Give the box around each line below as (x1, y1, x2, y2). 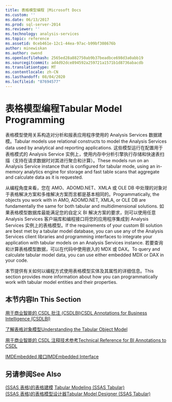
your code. (5, 257, 28, 263)
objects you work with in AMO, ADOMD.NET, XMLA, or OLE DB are (5, 197, 146, 203)
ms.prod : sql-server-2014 (5, 22, 61, 27)
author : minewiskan (5, 46, 47, 51)
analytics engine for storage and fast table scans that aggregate (24, 168, 160, 175)
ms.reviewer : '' (5, 27, 40, 32)
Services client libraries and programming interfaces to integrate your (5, 233, 152, 239)
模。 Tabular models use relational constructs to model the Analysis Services (5, 138, 167, 144)
